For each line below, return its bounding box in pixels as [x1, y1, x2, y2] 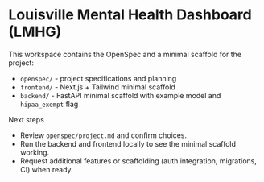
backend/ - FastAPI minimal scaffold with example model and [19, 90, 221, 100]
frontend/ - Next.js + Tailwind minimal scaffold [19, 82, 175, 92]
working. [19, 147, 50, 157]
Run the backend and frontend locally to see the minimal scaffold [19, 139, 236, 148]
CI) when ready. [19, 164, 74, 174]
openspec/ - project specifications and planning [19, 73, 177, 83]
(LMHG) [8, 23, 62, 41]
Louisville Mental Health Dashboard [8, 6, 252, 24]
